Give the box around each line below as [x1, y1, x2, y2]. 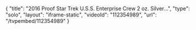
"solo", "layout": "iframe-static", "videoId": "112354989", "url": [5, 11, 158, 18]
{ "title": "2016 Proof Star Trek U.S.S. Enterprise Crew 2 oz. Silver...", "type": [5, 5, 190, 12]
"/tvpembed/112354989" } [5, 18, 70, 24]
